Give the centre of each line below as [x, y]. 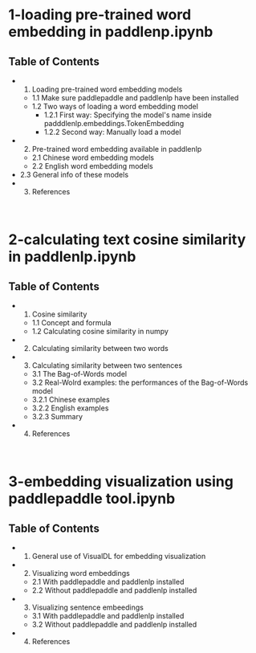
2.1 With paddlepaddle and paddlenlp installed [108, 582]
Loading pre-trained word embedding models [107, 89]
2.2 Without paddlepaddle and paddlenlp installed [114, 590]
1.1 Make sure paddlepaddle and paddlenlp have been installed [135, 98]
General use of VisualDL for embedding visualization [119, 556]
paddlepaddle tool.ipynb [92, 499]
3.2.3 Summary [57, 416]
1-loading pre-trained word [100, 15]
